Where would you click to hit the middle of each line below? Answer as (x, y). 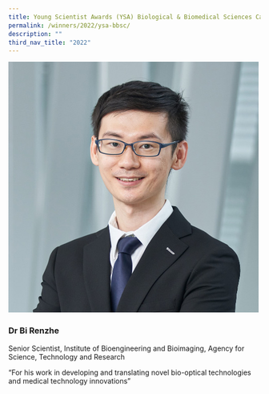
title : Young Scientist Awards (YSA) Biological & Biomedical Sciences (130, 17)
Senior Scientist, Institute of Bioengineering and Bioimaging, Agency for (126, 348)
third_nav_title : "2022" (50, 43)
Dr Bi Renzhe (34, 331)
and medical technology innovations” (69, 380)
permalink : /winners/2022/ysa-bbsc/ (69, 25)
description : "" (35, 34)
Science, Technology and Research (67, 356)
